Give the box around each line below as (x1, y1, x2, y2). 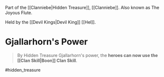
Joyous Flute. (5, 10, 33, 16)
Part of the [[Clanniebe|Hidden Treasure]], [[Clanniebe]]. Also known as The (5, 5, 160, 10)
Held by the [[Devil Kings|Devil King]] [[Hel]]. (5, 19, 96, 25)
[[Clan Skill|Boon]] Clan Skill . (17, 58, 78, 63)
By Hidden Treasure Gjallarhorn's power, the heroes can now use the (17, 52, 158, 58)
